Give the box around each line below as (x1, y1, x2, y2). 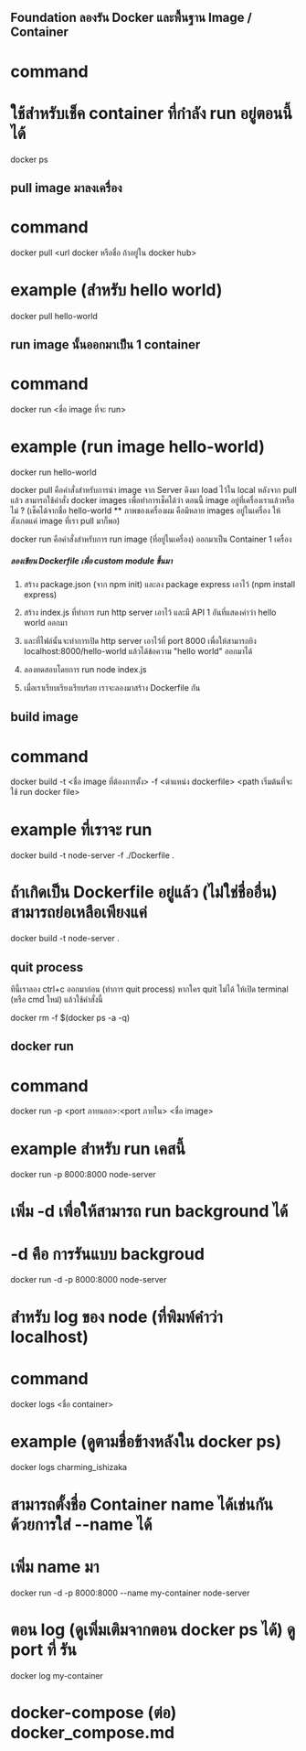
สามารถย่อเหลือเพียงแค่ (10, 902, 148, 923)
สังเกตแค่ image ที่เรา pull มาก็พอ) (10, 515, 121, 527)
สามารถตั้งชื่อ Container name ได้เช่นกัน (10, 1494, 274, 1515)
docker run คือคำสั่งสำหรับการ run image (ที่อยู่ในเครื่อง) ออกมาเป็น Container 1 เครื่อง (10, 533, 292, 545)
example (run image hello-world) (10, 436, 266, 457)
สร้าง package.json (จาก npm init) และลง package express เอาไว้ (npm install (23, 579, 296, 590)
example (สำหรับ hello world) (10, 280, 223, 301)
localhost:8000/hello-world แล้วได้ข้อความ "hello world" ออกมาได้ (23, 646, 253, 657)
